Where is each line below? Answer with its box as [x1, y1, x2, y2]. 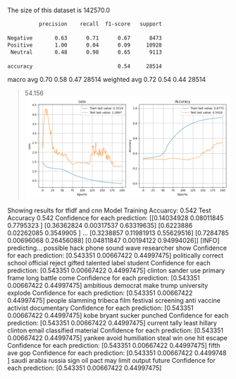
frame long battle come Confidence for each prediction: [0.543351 [7, 274, 200, 282]
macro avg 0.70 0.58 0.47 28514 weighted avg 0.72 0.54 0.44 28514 [7, 76, 206, 83]
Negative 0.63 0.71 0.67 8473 [7, 35, 162, 42]
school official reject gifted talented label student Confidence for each [7, 259, 211, 267]
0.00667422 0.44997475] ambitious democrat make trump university [7, 282, 209, 290]
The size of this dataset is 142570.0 [7, 6, 111, 14]
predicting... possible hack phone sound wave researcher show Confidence [7, 243, 228, 253]
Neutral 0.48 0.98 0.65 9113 [10, 49, 162, 56]
